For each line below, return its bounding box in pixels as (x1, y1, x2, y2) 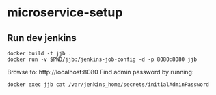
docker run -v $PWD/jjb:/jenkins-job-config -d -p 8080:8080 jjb (7, 56, 197, 63)
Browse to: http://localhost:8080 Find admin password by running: (7, 68, 194, 76)
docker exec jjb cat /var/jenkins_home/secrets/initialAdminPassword (7, 81, 210, 88)
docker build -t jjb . (7, 50, 72, 57)
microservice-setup (7, 5, 123, 21)
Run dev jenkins (7, 32, 77, 44)
